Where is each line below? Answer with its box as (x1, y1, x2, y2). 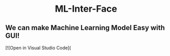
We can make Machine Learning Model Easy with (5, 23, 165, 32)
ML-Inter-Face (55, 3, 117, 15)
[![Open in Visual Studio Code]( (5, 45, 71, 51)
